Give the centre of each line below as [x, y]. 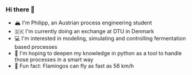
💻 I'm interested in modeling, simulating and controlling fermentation [100, 39]
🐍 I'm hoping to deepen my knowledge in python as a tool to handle [98, 54]
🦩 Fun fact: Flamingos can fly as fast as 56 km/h [74, 66]
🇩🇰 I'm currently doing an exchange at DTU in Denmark [84, 32]
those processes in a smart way [54, 60]
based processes [36, 47]
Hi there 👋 [20, 10]
